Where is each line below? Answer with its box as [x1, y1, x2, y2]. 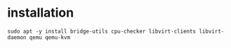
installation [7, 5, 74, 21]
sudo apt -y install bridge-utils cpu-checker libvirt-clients [7, 28, 197, 35]
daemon [7, 33, 27, 41]
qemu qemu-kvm [29, 33, 71, 41]
